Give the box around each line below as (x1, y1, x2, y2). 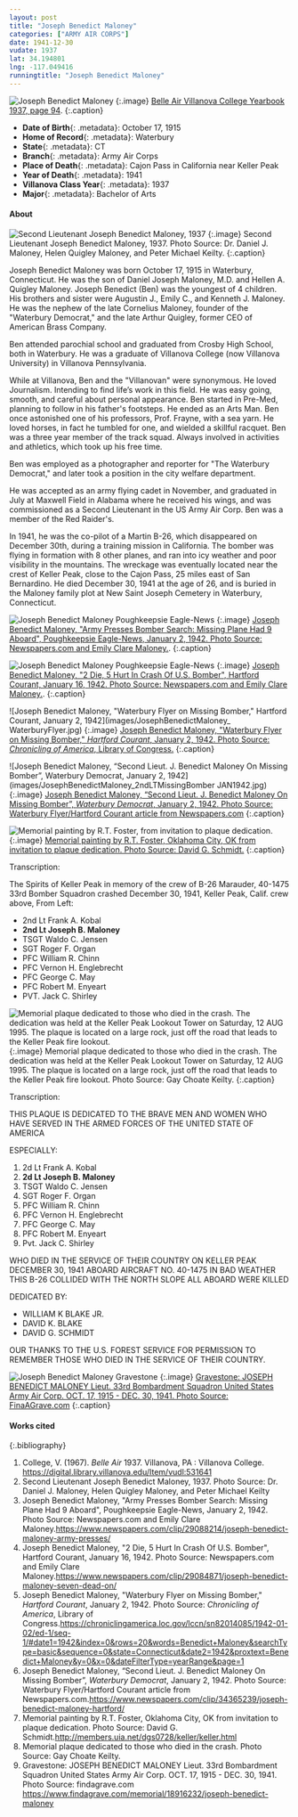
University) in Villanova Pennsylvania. (9, 357, 147, 368)
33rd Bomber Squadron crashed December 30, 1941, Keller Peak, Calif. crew (9, 888, 289, 899)
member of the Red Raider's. (9, 513, 115, 524)
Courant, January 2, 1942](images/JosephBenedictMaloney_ (9, 714, 231, 726)
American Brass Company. (9, 322, 107, 332)
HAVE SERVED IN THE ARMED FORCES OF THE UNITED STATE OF (9, 1118, 254, 1128)
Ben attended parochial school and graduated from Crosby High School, (9, 338, 274, 349)
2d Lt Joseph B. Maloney (21, 1171, 116, 1182)
